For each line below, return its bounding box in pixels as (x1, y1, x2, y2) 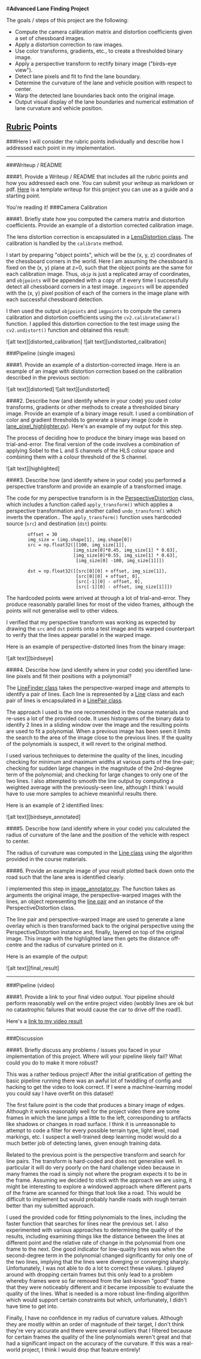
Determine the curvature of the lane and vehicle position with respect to (14, 79, 193, 86)
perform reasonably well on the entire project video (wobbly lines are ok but (6, 999, 193, 1006)
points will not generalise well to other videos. (6, 607, 120, 614)
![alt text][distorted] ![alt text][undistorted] (6, 386, 110, 393)
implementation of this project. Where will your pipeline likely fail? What (6, 1052, 182, 1060)
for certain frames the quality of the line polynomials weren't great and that (6, 1333, 191, 1340)
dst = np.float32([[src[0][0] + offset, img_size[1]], (28, 568, 167, 574)
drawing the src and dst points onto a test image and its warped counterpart (6, 625, 195, 632)
